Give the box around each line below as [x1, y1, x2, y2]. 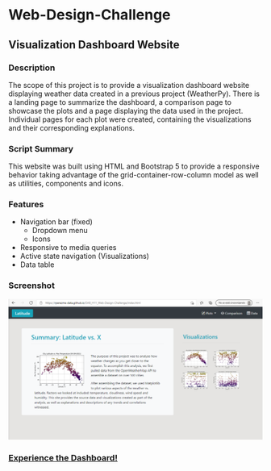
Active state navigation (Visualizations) [19, 252, 149, 261]
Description [8, 62, 56, 73]
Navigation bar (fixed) [19, 217, 93, 227]
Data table [19, 260, 55, 269]
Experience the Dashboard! [8, 452, 119, 463]
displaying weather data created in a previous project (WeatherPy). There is [8, 89, 261, 98]
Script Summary [8, 143, 74, 154]
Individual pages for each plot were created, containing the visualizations [8, 115, 252, 124]
